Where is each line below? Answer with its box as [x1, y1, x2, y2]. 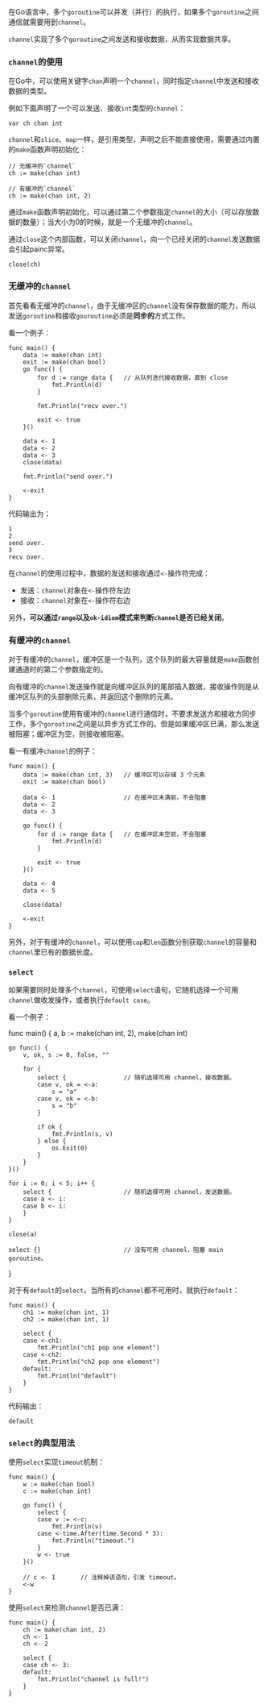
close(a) [8, 1230, 38, 1239]
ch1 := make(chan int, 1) [23, 1308, 110, 1316]
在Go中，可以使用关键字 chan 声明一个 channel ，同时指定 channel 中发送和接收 [8, 76, 259, 86]
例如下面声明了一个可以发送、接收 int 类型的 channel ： [8, 103, 186, 113]
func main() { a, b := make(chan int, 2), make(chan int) [8, 1029, 188, 1038]
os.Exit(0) [51, 1144, 89, 1153]
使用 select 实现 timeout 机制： [8, 1458, 105, 1467]
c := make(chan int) [23, 1487, 92, 1495]
